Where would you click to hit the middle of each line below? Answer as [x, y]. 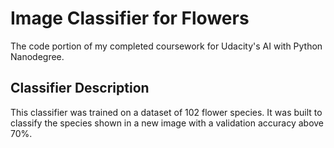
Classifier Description [80, 88]
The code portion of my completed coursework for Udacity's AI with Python [166, 46]
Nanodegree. [37, 56]
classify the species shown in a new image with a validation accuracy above [167, 123]
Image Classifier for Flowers [130, 18]
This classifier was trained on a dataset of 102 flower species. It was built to [166, 112]
